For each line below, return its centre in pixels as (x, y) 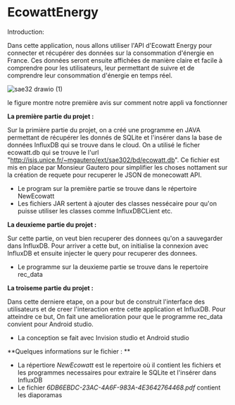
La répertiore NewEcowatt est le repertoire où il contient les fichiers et (119, 365)
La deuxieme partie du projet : (52, 224)
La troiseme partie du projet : (50, 288)
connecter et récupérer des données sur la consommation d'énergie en (111, 53)
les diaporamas (40, 394)
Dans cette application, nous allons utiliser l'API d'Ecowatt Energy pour (110, 45)
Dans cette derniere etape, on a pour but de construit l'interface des (106, 301)
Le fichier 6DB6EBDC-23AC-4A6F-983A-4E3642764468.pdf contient (119, 387)
